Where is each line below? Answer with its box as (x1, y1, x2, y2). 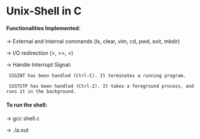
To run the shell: (6, 101, 48, 108)
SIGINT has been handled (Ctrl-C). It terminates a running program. (8, 73, 186, 79)
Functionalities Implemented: (6, 24, 81, 31)
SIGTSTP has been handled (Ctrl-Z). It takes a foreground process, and (8, 83, 195, 90)
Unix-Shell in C (6, 4, 82, 18)
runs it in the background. (6, 88, 77, 94)
